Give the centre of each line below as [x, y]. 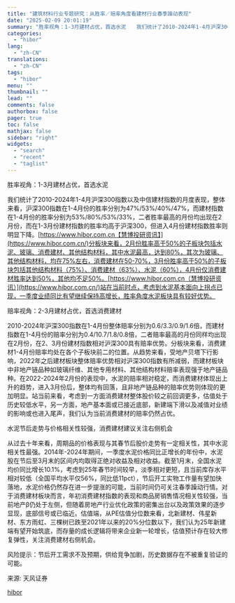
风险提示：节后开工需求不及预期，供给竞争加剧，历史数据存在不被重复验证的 [117, 554]
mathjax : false [29, 131]
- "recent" [29, 157]
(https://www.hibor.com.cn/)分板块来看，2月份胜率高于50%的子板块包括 [112, 243]
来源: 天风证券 [27, 578]
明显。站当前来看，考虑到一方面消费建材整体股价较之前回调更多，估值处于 [120, 395]
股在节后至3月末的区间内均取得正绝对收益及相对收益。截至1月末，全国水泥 [115, 461]
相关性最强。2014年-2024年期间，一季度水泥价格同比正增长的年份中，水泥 [115, 452]
